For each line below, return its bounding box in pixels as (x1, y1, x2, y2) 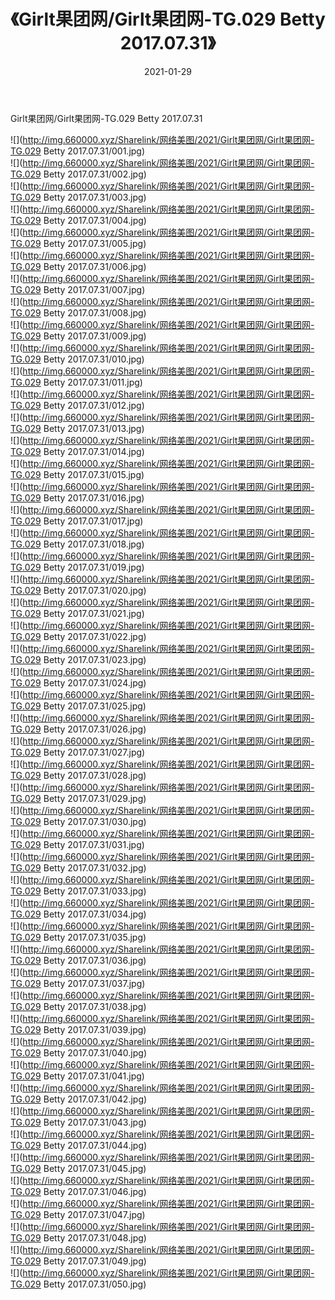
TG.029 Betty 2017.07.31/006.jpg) (10, 260, 147, 272)
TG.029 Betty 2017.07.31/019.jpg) (10, 561, 145, 573)
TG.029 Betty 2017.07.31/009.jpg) (10, 330, 147, 342)
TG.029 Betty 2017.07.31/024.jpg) (10, 676, 147, 689)
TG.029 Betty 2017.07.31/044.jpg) (10, 1139, 148, 1151)
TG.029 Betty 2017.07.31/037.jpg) (10, 977, 146, 989)
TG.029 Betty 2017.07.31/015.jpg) (10, 468, 145, 480)
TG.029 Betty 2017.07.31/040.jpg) (10, 1046, 148, 1059)
